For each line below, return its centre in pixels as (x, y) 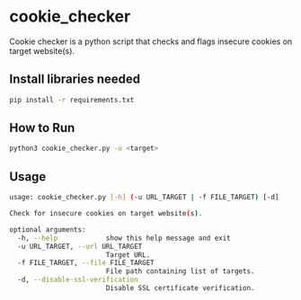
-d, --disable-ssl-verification (78, 280)
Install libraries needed (75, 79)
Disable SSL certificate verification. (180, 288)
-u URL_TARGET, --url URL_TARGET (80, 246)
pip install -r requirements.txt (72, 100)
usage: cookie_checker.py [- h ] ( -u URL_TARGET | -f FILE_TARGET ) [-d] (144, 198)
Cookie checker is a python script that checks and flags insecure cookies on (151, 41)
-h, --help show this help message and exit (124, 238)
